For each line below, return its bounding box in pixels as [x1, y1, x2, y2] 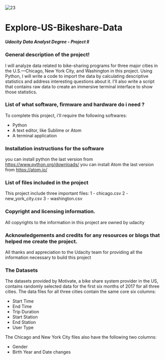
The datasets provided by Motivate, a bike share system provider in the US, [5, 278, 159, 284]
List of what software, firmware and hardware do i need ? [5, 101, 145, 108]
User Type [12, 325, 34, 331]
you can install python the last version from [5, 156, 93, 162]
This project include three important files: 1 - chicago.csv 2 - [5, 190, 128, 196]
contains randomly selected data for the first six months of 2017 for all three [5, 283, 160, 290]
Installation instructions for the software [5, 145, 104, 152]
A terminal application [12, 132, 57, 138]
